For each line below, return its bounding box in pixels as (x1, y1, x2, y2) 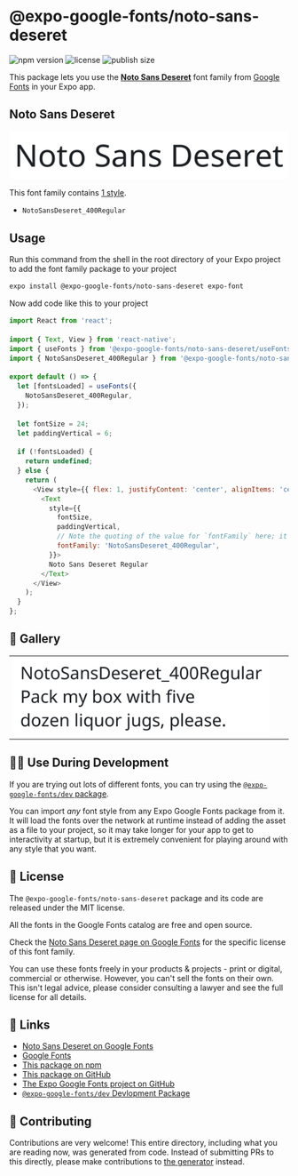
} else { (17, 467, 50, 476)
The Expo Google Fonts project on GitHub (21, 1078, 175, 1090)
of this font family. (9, 946, 75, 956)
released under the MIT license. (9, 902, 126, 913)
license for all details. (9, 991, 87, 1002)
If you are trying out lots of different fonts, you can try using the (9, 779, 242, 789)
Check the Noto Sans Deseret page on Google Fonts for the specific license (9, 936, 286, 948)
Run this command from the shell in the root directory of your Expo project (9, 254, 281, 265)
